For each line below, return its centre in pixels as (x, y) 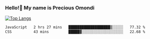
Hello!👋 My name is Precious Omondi (50, 8)
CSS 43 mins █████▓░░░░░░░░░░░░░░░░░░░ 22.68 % (75, 32)
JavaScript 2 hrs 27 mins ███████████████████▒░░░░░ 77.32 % (75, 27)
